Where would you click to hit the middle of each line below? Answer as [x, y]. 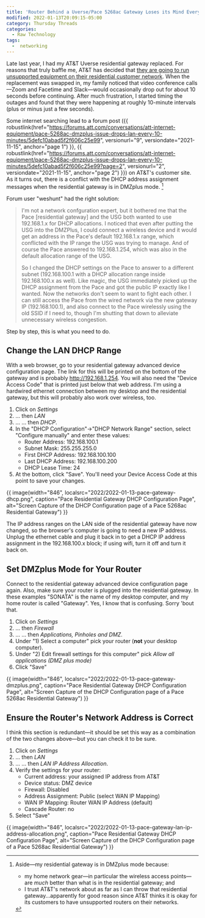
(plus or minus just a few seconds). [50, 109]
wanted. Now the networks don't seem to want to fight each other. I [106, 293]
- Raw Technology [34, 35]
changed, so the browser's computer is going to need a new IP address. [97, 530]
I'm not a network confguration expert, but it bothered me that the [104, 210]
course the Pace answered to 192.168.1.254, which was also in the [104, 249]
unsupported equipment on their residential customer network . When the [98, 76]
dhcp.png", [20, 499]
